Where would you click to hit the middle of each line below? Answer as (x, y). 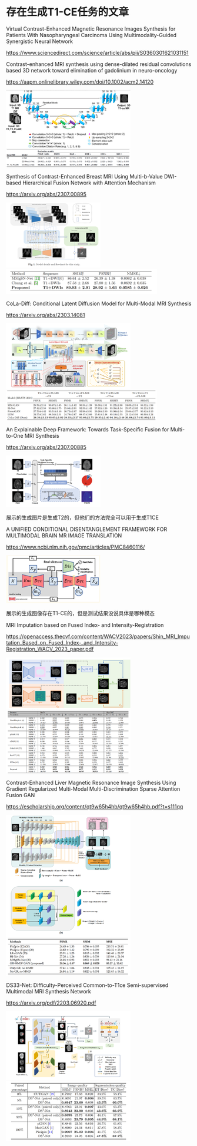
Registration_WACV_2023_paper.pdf (50, 649)
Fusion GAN (21, 795)
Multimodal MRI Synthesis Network (49, 991)
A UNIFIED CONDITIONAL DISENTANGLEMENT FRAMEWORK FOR (87, 529)
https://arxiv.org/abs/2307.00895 (46, 194)
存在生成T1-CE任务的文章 (68, 12)
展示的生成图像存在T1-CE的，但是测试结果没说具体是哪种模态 (80, 613)
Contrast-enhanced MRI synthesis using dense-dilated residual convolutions (99, 64)
